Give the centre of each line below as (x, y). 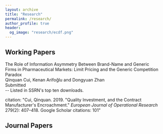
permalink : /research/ (28, 19)
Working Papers (30, 52)
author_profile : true (27, 23)
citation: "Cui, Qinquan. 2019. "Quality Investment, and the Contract (73, 100)
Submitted (15, 85)
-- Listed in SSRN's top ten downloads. (44, 90)
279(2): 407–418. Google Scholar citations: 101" (53, 110)
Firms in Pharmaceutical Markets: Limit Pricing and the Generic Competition (82, 69)
